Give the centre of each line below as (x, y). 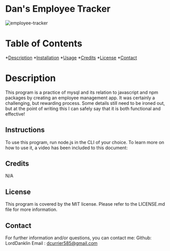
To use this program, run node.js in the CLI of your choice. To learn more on (85, 142)
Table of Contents (44, 44)
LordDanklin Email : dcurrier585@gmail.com (51, 243)
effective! (15, 114)
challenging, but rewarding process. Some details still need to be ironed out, (85, 103)
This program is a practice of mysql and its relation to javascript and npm (82, 92)
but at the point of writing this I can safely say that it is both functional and (83, 108)
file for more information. (31, 210)
